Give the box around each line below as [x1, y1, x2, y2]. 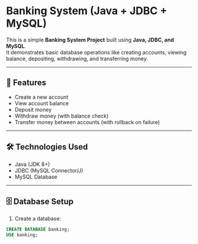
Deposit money [14, 106, 52, 113]
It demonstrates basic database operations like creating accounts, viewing [6, 48, 187, 56]
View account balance [14, 99, 69, 107]
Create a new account [14, 93, 69, 100]
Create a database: [14, 215, 61, 222]
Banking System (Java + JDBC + [6, 4, 167, 18]
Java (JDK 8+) [14, 161, 50, 168]
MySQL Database [14, 173, 58, 180]
